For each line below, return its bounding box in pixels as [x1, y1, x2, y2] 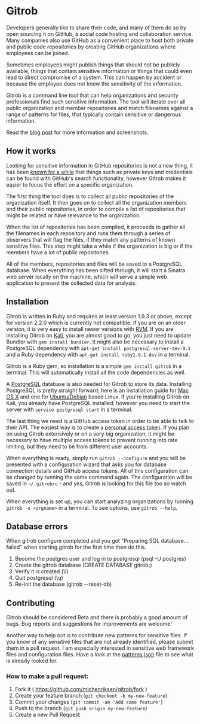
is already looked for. [6, 657, 58, 665]
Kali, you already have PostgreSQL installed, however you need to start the [6, 399, 190, 406]
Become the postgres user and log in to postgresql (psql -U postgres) [14, 555, 186, 562]
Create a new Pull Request [14, 711, 81, 719]
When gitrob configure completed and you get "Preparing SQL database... [6, 537, 189, 544]
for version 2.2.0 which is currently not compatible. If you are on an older [6, 319, 186, 326]
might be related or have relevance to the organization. [6, 211, 141, 219]
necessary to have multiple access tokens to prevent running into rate [6, 436, 178, 443]
